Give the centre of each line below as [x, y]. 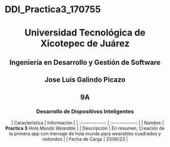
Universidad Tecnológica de [85, 33]
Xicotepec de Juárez [85, 44]
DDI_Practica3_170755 [53, 9]
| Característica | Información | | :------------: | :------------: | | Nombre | [88, 122]
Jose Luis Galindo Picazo [85, 80]
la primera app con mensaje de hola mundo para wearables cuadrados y [85, 133]
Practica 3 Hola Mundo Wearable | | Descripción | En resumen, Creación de [85, 128]
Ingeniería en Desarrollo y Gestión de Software [85, 62]
